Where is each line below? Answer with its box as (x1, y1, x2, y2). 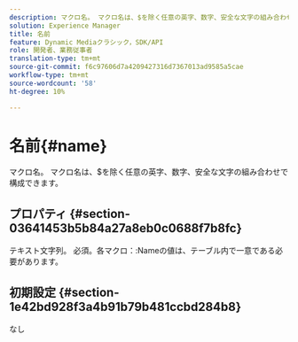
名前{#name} (9, 136, 108, 156)
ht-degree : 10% (9, 87, 66, 96)
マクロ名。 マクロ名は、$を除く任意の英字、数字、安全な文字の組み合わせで (9, 167, 288, 177)
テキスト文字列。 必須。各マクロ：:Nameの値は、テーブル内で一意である (9, 245, 276, 256)
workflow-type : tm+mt (9, 71, 90, 80)
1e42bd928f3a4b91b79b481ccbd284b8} (9, 299, 242, 315)
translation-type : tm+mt (9, 54, 101, 63)
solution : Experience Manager (9, 21, 122, 30)
